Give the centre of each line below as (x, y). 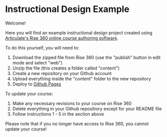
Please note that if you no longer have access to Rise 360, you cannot (77, 123)
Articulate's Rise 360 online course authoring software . (62, 38)
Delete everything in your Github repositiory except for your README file (87, 108)
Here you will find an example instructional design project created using (79, 32)
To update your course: (29, 93)
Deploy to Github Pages (37, 84)
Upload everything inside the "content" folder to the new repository (82, 78)
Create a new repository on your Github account (62, 73)
